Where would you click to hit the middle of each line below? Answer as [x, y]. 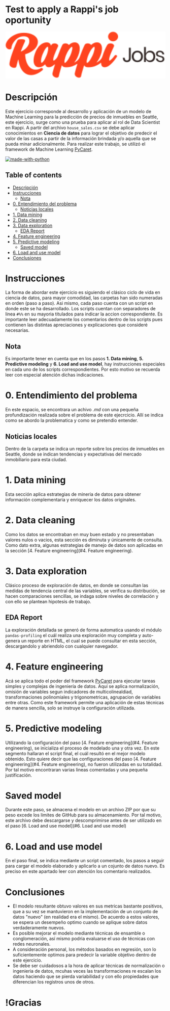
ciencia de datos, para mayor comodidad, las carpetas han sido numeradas [84, 298]
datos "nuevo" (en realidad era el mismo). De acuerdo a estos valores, [86, 917]
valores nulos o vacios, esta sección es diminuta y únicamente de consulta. [84, 540]
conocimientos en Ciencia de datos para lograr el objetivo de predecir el [81, 133]
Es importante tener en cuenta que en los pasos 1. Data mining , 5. [74, 359]
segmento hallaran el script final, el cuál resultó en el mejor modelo [75, 753]
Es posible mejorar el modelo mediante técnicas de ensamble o [79, 933]
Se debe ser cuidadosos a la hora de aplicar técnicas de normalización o [89, 966]
